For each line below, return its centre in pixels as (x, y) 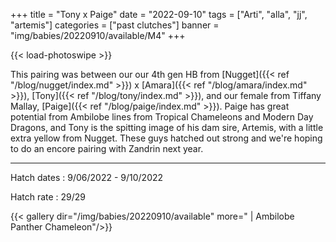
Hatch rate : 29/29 (48, 197)
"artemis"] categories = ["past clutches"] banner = (115, 25)
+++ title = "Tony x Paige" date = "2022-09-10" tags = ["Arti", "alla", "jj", (159, 14)
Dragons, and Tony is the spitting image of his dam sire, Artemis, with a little (167, 127)
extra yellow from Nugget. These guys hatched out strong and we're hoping (166, 138)
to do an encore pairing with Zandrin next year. (107, 148)
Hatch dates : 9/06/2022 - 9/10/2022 (87, 177)
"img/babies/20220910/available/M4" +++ (98, 35)
